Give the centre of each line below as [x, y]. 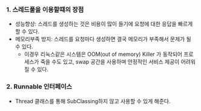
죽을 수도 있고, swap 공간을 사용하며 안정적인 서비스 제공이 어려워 [118, 62]
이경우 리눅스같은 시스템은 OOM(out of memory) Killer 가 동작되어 [103, 54]
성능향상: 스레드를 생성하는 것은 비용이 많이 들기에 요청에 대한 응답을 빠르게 [104, 24]
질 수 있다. [36, 69]
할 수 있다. [27, 32]
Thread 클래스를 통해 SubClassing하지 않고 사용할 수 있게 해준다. [93, 101]
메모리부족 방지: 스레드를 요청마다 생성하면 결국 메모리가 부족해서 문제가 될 [103, 39]
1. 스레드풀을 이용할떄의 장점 [45, 9]
